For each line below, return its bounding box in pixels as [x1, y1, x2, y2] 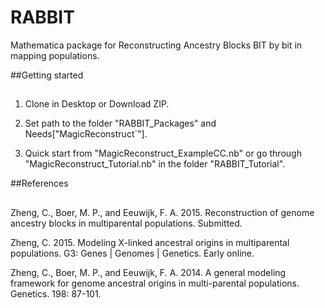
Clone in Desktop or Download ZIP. [24, 98, 170, 110]
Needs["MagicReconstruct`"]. [24, 128, 148, 140]
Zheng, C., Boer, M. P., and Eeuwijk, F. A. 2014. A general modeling [10, 266, 287, 278]
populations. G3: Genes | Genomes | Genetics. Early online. [10, 247, 255, 259]
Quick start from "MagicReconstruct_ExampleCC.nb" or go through [24, 147, 302, 160]
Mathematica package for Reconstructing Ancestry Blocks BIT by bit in [10, 39, 303, 51]
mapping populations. [10, 49, 100, 61]
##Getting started [10, 69, 84, 81]
